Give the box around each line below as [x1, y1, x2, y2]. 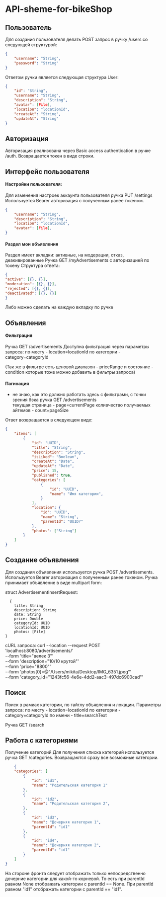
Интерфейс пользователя [5, 167, 89, 176]
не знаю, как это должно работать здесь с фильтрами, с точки [12, 392, 146, 398]
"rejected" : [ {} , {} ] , [5, 286, 52, 291]
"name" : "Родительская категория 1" [31, 783, 108, 788]
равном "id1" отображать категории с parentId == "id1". [5, 886, 123, 892]
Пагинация [5, 380, 29, 386]
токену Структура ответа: [5, 262, 60, 269]
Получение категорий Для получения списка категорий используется [5, 749, 155, 755]
